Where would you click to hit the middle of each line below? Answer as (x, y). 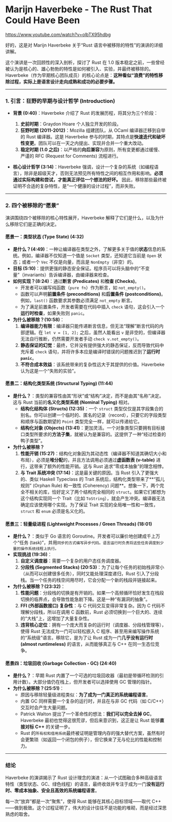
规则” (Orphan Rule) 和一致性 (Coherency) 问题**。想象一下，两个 (90, 485)
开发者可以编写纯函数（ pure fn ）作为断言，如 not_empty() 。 (84, 287)
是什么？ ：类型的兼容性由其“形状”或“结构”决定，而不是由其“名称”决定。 (88, 396)
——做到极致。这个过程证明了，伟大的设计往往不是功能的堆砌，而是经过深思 (86, 808)
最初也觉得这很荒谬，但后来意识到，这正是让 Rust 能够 (102, 721)
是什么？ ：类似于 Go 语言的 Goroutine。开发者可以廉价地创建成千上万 (86, 536)
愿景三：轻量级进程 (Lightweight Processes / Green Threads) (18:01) (79, 524)
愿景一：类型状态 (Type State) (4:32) (45, 237)
